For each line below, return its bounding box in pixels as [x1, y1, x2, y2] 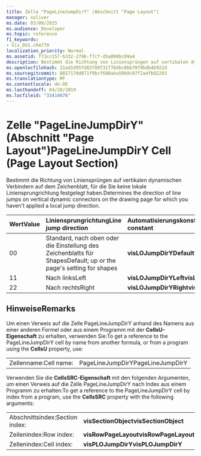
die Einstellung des [45, 241, 99, 250]
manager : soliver [6, 14, 50, 20]
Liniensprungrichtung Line [45, 216, 121, 224]
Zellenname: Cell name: [9, 358, 74, 367]
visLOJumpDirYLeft [127, 274, 185, 282]
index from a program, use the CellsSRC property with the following [6, 393, 174, 400]
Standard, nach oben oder [45, 233, 120, 242]
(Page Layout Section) [6, 157, 118, 170]
